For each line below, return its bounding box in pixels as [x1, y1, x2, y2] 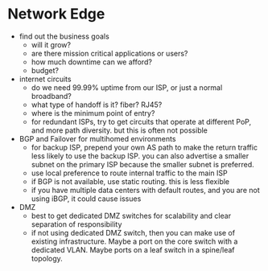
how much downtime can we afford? [31, 57, 152, 67]
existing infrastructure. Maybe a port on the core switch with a [31, 236, 238, 246]
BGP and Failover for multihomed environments [19, 133, 176, 143]
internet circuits [19, 74, 72, 84]
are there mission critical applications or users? [31, 48, 188, 58]
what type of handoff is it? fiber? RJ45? [31, 100, 163, 109]
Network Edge [7, 5, 105, 23]
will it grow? [31, 39, 72, 49]
